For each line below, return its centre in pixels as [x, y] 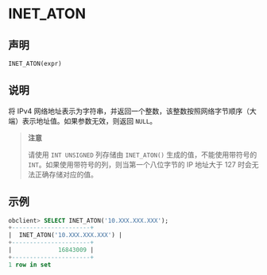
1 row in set [30, 265]
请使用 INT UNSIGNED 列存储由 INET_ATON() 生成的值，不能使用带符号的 [142, 155]
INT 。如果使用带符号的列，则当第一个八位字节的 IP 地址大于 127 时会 [139, 164]
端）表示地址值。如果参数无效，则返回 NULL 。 [83, 120]
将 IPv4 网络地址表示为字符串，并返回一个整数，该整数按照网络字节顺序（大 [132, 111]
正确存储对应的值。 [66, 174]
